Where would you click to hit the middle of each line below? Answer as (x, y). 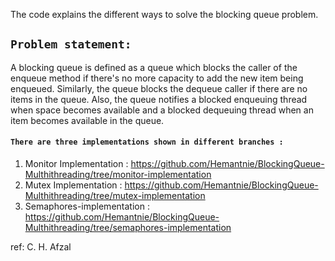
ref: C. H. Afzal (41, 247)
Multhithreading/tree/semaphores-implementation (128, 228)
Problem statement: (71, 44)
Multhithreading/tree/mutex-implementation (115, 196)
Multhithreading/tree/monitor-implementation (118, 175)
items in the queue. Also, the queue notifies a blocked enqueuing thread (159, 99)
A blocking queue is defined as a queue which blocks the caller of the (154, 67)
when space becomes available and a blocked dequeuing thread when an (162, 110)
